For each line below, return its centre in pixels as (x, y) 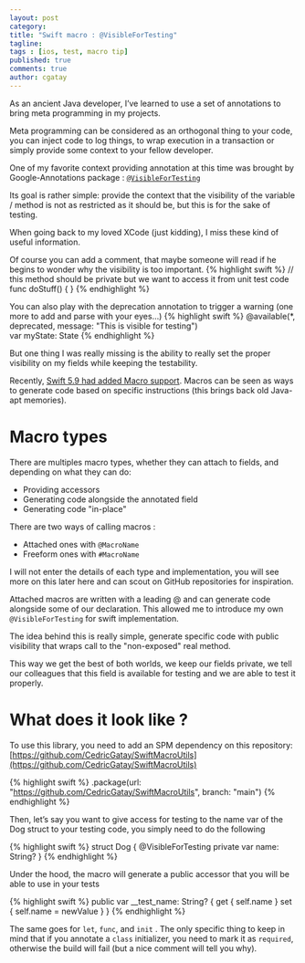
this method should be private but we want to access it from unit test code (149, 278)
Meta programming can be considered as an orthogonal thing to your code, (151, 131)
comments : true (38, 69)
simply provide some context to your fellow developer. (111, 150)
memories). (45, 400)
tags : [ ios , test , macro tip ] (69, 52)
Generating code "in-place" (74, 508)
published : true (40, 60)
